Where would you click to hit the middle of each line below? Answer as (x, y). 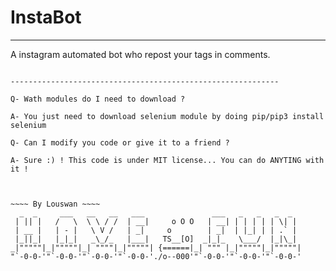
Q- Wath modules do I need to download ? (98, 99)
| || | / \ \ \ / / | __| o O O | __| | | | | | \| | (156, 221)
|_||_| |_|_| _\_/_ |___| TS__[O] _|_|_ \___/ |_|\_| (156, 239)
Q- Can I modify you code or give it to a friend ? (120, 142)
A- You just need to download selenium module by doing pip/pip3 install (167, 116)
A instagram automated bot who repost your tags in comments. (140, 54)
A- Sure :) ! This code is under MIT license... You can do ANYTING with (167, 160)
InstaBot (46, 17)
